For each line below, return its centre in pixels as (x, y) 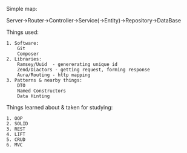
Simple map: (22, 9)
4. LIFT (16, 134)
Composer (28, 54)
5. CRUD (16, 140)
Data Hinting (34, 96)
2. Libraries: (24, 59)
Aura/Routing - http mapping (54, 75)
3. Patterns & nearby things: (44, 80)
